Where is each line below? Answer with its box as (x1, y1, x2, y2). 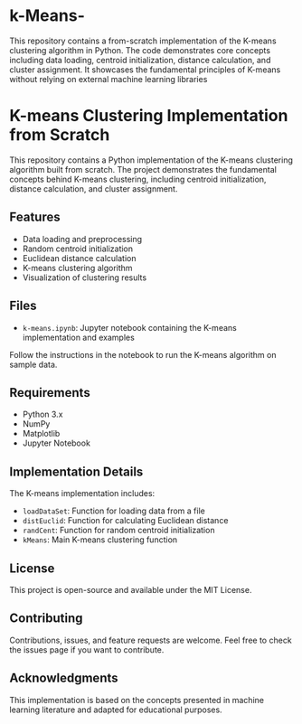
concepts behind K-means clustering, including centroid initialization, (9, 174, 267, 184)
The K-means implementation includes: (9, 488, 156, 499)
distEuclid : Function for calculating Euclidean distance (22, 515, 229, 526)
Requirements (9, 385, 90, 400)
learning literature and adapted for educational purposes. (9, 704, 223, 715)
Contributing (9, 611, 83, 626)
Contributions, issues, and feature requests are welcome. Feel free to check (9, 635, 292, 645)
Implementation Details (9, 464, 144, 479)
